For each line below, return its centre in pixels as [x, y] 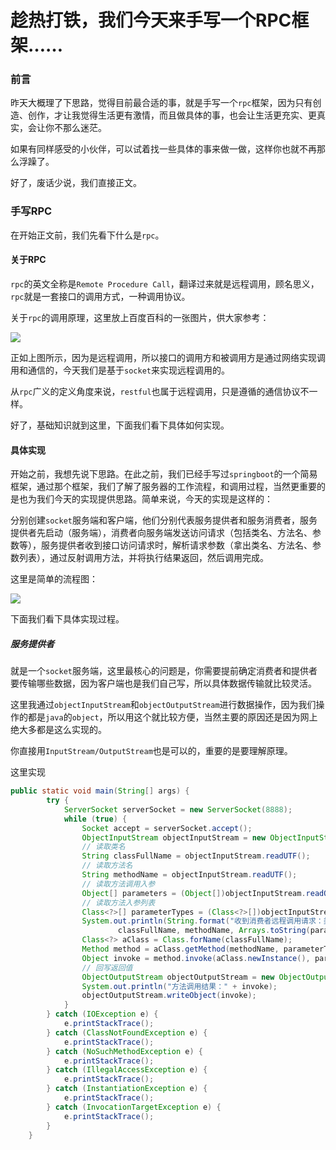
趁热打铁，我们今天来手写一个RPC [151, 20]
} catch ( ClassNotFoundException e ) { [127, 1032]
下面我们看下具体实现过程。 [67, 619]
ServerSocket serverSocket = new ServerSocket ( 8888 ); [178, 809]
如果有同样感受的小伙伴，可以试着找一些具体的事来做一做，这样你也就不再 [163, 149]
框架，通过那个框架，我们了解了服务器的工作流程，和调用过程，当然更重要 [163, 487]
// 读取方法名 [107, 866]
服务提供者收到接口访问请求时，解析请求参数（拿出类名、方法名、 [176, 545]
